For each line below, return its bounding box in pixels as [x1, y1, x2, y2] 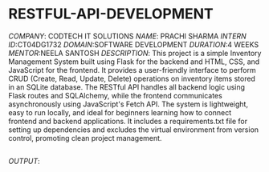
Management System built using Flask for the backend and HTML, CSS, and [8, 57, 260, 66]
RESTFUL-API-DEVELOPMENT [8, 5, 214, 23]
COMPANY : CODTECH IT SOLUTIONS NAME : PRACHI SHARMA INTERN [8, 31, 247, 41]
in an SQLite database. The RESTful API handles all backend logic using [8, 82, 246, 92]
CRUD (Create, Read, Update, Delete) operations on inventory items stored [8, 74, 255, 83]
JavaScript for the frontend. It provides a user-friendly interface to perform [8, 65, 256, 74]
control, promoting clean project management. [8, 133, 162, 142]
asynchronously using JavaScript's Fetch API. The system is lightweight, [8, 99, 249, 109]
